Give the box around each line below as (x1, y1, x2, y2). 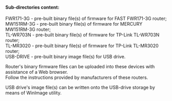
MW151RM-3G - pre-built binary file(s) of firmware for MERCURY (5, 21, 143, 27)
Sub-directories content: (5, 4, 60, 10)
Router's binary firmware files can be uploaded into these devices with (5, 64, 155, 70)
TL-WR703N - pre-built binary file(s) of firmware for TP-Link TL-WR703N (5, 32, 160, 38)
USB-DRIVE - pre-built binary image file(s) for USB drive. (5, 54, 126, 60)
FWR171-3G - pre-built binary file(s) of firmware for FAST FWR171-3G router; (5, 15, 167, 22)
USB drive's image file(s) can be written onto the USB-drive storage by (5, 85, 156, 91)
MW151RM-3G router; (5, 26, 51, 33)
